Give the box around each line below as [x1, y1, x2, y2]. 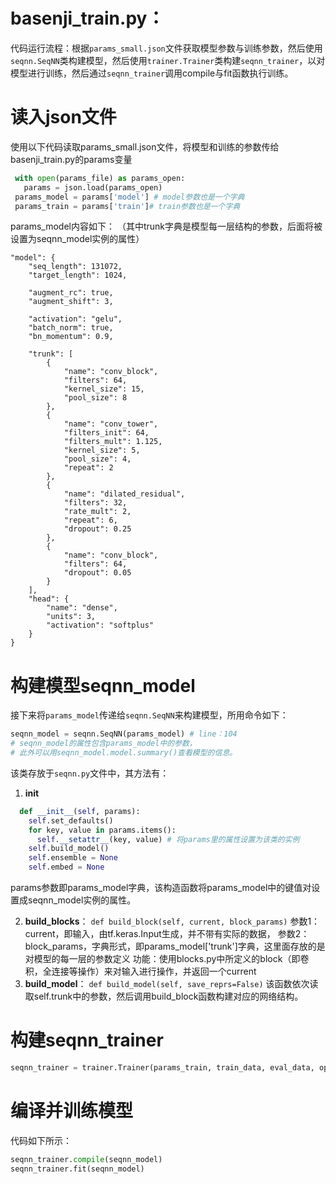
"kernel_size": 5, [63, 445, 141, 456]
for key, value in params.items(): [28, 825, 177, 835]
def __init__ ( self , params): [19, 806, 141, 816]
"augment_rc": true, [28, 288, 114, 298]
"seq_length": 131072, [28, 262, 123, 272]
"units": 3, [46, 612, 97, 622]
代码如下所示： [10, 1134, 72, 1146]
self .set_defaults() [28, 815, 114, 826]
